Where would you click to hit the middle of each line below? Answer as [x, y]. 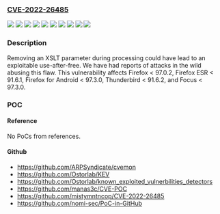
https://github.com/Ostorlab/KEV [63, 174]
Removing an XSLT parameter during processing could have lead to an [107, 58]
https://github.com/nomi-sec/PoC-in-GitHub [79, 203]
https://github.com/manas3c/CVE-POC [72, 189]
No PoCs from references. [44, 136]
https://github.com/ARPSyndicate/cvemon [77, 167]
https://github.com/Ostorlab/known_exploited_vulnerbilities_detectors [115, 181]
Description [27, 43]
